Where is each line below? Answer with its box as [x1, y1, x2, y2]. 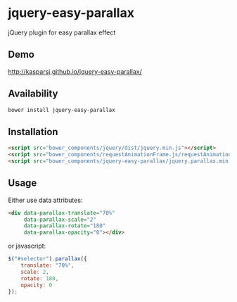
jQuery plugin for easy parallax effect [8, 28, 116, 37]
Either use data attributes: [8, 196, 83, 204]
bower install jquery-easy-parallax [8, 106, 115, 113]
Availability [8, 88, 58, 100]
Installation [8, 125, 58, 138]
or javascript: [8, 241, 46, 251]
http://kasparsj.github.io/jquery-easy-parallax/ [8, 67, 143, 75]
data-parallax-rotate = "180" [23, 222, 106, 229]
